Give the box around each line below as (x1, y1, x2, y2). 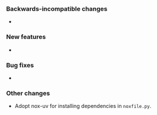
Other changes (6, 89, 50, 97)
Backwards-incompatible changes (6, 5, 108, 13)
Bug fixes (6, 61, 34, 69)
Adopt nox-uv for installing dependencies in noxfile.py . (14, 103, 152, 110)
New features (6, 33, 46, 41)
